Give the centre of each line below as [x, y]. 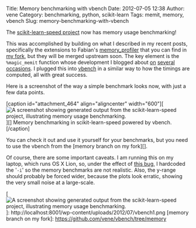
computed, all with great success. [47, 75]
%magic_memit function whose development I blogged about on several [91, 62]
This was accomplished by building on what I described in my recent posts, [97, 44]
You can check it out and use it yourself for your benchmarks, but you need [97, 140]
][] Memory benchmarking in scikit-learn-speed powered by [78, 122]
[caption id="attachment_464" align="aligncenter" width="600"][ [85, 104]
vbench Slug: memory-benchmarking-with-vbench [68, 21]
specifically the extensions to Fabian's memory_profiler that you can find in [97, 50]
